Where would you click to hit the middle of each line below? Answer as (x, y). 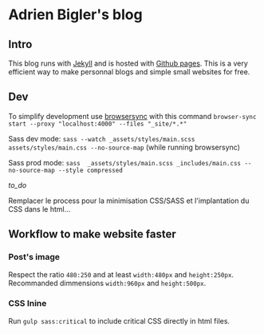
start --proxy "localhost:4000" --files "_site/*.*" (98, 124)
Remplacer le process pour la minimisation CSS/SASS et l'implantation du (129, 201)
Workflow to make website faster (93, 235)
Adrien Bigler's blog (75, 15)
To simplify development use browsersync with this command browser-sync (132, 116)
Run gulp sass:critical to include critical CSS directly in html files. (119, 320)
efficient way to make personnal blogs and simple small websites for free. (129, 72)
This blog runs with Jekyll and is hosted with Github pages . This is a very (128, 63)
